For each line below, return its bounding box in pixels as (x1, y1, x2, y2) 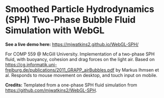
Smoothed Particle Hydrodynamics (5, 3, 154, 15)
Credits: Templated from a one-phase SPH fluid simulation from (5, 81, 137, 88)
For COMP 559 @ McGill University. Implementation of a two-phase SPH (5, 51, 155, 57)
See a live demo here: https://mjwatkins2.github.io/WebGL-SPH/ (5, 41, 139, 47)
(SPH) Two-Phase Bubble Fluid (5, 14, 136, 25)
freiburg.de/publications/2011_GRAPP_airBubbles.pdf (5, 66, 114, 73)
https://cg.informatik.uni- (5, 61, 57, 67)
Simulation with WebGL (5, 25, 105, 36)
